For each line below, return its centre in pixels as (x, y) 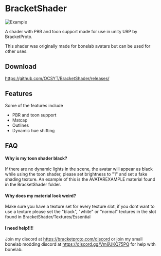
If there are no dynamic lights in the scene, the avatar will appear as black (79, 169)
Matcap (20, 120)
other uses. (16, 51)
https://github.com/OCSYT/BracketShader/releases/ (57, 78)
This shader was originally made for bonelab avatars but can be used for (78, 46)
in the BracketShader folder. (33, 185)
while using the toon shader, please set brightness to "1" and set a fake (76, 174)
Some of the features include (34, 105)
